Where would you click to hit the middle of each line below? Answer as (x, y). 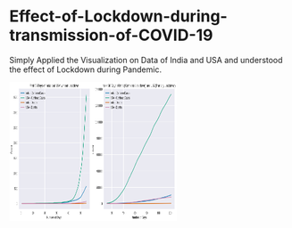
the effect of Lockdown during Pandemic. (86, 69)
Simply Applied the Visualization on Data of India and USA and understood (146, 60)
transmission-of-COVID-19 (111, 35)
